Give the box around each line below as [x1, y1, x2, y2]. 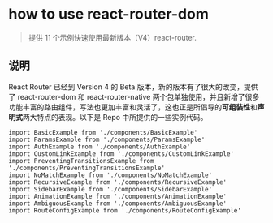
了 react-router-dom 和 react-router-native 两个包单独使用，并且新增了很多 [8, 92, 260, 101]
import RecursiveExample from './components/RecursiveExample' [8, 178, 227, 187]
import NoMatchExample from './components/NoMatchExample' [8, 171, 213, 179]
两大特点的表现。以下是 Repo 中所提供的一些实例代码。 [23, 112, 208, 122]
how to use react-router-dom [8, 5, 209, 24]
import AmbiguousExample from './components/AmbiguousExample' [8, 199, 227, 208]
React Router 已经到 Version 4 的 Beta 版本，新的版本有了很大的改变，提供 [8, 82, 258, 92]
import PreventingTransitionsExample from [8, 157, 154, 165]
